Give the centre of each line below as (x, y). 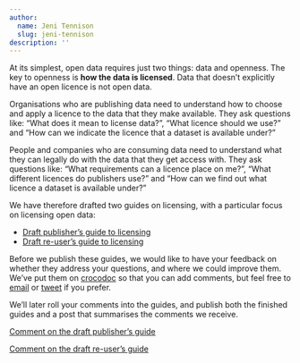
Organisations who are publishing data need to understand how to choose (146, 105)
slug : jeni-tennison (56, 34)
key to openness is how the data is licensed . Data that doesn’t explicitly (142, 78)
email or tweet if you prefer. (60, 288)
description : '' (39, 42)
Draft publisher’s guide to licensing (86, 232)
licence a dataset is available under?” (78, 188)
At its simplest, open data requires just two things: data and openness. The (147, 68)
